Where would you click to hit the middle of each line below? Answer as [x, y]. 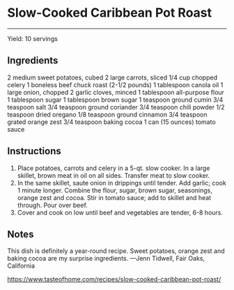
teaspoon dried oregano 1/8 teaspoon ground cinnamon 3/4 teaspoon [107, 114]
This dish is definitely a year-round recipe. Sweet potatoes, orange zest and [116, 251]
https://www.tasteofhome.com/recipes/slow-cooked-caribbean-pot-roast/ [114, 280]
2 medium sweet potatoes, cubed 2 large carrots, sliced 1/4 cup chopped [112, 77]
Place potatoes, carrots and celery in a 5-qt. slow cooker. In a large [114, 168]
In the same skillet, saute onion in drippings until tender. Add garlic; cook [122, 183]
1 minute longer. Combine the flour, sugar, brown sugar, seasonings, [115, 190]
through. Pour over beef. [53, 205]
